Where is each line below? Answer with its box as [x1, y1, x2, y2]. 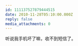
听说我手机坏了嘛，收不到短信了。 [5, 35, 76, 41]
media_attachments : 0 [5, 21, 51, 26]
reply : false [5, 16, 33, 21]
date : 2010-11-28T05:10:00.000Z [5, 12, 73, 17]
